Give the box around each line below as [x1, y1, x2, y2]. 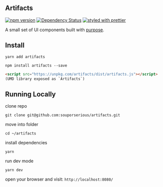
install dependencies [5, 140, 47, 146]
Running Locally [5, 90, 56, 98]
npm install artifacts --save [5, 63, 68, 68]
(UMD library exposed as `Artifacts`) [5, 76, 85, 81]
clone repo [5, 103, 27, 109]
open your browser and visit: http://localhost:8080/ [5, 176, 114, 183]
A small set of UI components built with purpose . [5, 27, 105, 33]
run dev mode [5, 158, 34, 164]
